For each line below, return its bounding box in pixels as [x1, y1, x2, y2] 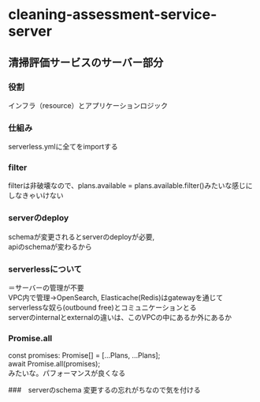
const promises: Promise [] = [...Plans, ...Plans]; [8, 351, 161, 360]
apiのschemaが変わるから [8, 242, 92, 251]
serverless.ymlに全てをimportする [8, 142, 118, 152]
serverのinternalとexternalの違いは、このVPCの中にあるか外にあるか [8, 313, 232, 322]
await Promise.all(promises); [8, 359, 101, 369]
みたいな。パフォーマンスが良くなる [8, 369, 126, 378]
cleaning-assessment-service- [8, 6, 217, 24]
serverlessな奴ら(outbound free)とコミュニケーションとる [8, 302, 197, 313]
